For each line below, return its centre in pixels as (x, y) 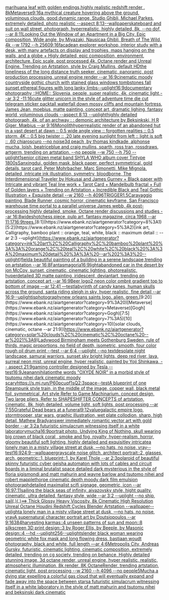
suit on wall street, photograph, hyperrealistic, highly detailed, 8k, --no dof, (83, 29)
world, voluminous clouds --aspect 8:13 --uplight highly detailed (71, 115)
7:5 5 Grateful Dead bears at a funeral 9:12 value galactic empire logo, (75, 410)
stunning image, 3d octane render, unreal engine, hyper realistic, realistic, (81, 560)
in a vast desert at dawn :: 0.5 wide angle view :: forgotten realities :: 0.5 (80, 131)
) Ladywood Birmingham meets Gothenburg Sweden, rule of (98, 340)
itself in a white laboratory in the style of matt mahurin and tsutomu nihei (80, 587)
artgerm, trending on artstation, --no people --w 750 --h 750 (68, 152)
